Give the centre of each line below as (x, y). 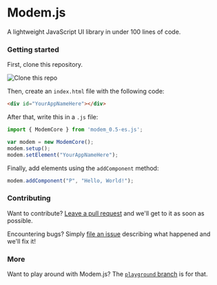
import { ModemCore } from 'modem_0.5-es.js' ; (75, 130)
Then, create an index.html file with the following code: (86, 92)
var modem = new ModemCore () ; (51, 142)
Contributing (29, 198)
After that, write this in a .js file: (53, 117)
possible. (20, 220)
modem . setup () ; (29, 148)
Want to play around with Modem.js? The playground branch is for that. (107, 274)
